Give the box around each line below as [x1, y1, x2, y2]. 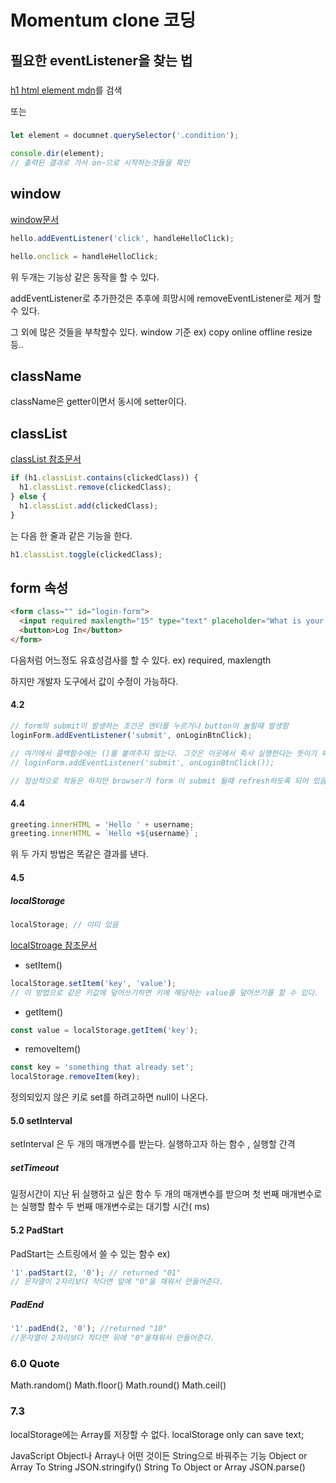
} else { [10, 491, 47, 501]
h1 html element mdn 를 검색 [10, 84, 123, 96]
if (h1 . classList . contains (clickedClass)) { [10, 473, 199, 483]
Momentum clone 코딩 [10, 9, 197, 32]
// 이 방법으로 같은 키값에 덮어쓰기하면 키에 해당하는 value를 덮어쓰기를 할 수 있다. [10, 987, 320, 998]
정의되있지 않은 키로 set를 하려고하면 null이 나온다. [10, 1091, 208, 1103]
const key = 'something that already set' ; [10, 1062, 195, 1073]
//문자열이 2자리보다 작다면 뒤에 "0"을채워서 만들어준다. [10, 1333, 215, 1343]
